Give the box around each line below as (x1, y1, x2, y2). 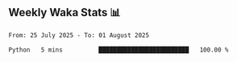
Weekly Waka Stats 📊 (8, 6, 121, 19)
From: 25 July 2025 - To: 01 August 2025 (8, 31, 150, 39)
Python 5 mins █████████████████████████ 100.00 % (8, 46, 229, 54)
